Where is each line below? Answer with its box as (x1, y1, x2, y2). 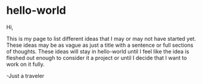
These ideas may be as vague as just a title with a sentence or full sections (6, 41, 194, 49)
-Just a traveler (6, 72, 44, 79)
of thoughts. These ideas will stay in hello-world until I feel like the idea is (6, 47, 189, 55)
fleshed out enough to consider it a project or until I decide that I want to (6, 54, 187, 61)
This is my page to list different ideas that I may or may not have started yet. (6, 35, 196, 42)
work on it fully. (6, 61, 45, 68)
